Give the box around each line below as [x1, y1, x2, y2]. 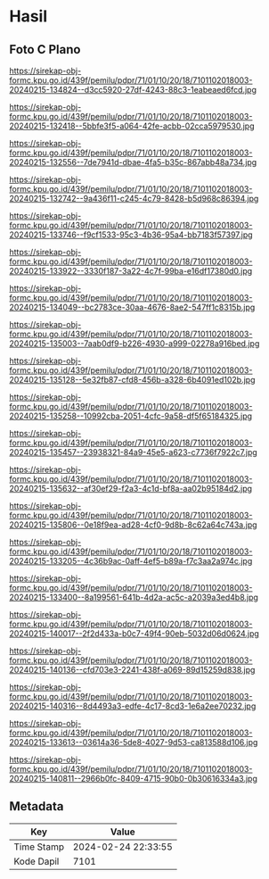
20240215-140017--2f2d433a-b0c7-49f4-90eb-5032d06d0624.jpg [9, 628, 260, 639]
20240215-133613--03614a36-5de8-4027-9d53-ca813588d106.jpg [9, 737, 258, 747]
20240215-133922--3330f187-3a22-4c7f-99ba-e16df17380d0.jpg [9, 266, 253, 276]
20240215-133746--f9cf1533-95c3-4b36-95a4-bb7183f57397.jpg [9, 229, 253, 240]
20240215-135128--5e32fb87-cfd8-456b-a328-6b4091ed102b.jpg [9, 375, 256, 385]
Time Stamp [13, 841, 65, 853]
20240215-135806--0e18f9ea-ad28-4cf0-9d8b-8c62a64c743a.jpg [9, 519, 257, 530]
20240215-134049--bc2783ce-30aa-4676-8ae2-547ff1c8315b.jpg [9, 302, 256, 312]
